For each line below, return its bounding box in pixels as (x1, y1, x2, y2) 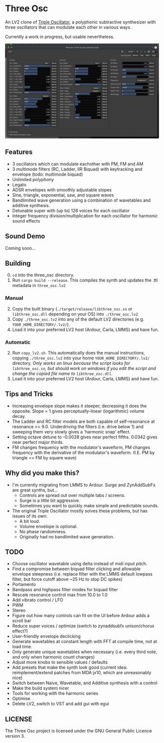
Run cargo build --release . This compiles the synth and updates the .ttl (12, 277, 158, 283)
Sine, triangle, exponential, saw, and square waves (12, 192, 114, 198)
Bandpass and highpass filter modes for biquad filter (12, 587, 118, 593)
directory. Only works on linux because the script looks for (12, 360, 130, 366)
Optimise (12, 696, 31, 702)
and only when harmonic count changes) (12, 654, 95, 660)
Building (5, 259, 31, 268)
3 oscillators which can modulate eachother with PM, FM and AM (12, 161, 143, 166)
